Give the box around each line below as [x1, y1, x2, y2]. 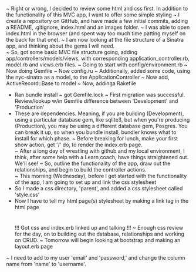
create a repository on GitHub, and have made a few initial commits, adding [6, 18, 188, 24]
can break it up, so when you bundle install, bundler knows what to [14, 129, 177, 136]
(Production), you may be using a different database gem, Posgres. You [14, 123, 188, 129]
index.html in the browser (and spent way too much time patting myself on [6, 30, 186, 37]
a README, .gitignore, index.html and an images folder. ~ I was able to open [6, 23, 190, 31]
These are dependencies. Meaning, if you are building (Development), [14, 110, 184, 117]
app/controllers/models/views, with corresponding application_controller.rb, [6, 55, 190, 62]
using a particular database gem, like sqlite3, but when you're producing [14, 116, 190, 123]
